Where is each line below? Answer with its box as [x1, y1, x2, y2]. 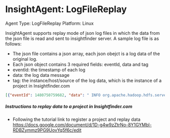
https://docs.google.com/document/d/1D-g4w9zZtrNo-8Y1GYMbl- [12, 121, 152, 127]
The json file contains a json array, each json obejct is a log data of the [12, 51, 160, 57]
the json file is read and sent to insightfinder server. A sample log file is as [5, 35, 159, 41]
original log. [12, 56, 37, 62]
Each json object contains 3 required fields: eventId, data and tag [12, 61, 149, 67]
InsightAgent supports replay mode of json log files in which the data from [5, 30, 160, 36]
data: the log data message [12, 72, 70, 78]
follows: [5, 40, 22, 47]
